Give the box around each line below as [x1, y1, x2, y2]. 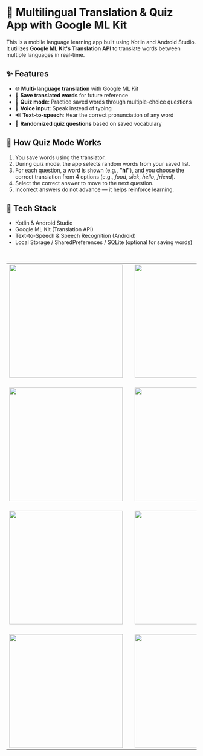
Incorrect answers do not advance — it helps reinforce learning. [14, 186, 174, 193]
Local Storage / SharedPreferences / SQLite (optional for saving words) [14, 238, 193, 246]
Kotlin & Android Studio [14, 219, 73, 226]
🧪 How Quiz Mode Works [6, 137, 101, 148]
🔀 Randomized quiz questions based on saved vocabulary [14, 120, 162, 127]
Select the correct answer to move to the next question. [14, 179, 154, 186]
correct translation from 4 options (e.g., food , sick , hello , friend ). [14, 173, 176, 180]
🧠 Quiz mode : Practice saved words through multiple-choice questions [14, 98, 192, 105]
